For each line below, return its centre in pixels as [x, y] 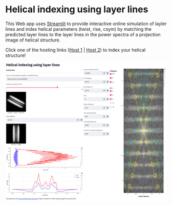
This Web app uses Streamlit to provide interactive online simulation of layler [86, 24]
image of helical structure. [33, 40]
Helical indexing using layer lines [77, 9]
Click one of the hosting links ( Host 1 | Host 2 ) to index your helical [76, 50]
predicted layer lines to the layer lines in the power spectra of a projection [83, 34]
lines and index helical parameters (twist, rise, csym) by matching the [79, 29]
